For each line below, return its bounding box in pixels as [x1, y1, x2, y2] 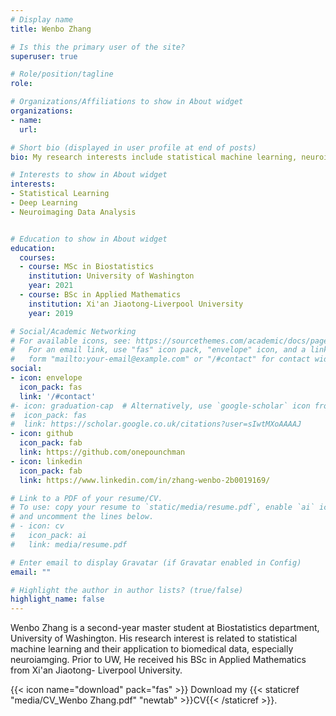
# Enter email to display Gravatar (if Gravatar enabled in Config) [10, 557, 302, 568]
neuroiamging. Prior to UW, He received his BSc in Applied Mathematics [10, 654, 307, 666]
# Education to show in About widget [10, 234, 168, 244]
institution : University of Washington [28, 271, 195, 281]
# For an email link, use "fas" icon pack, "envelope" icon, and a [10, 345, 307, 355]
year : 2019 [28, 308, 74, 318]
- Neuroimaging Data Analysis [10, 207, 137, 217]
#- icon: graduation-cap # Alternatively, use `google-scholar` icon [10, 401, 311, 411]
